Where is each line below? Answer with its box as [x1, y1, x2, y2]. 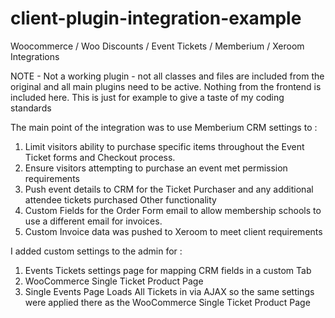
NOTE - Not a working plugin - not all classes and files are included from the [10, 70, 325, 82]
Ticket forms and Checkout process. [24, 151, 176, 163]
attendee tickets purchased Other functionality [24, 193, 217, 206]
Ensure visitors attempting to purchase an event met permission [24, 162, 288, 174]
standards [10, 102, 52, 114]
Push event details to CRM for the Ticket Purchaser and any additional [24, 183, 314, 195]
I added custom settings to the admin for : [10, 245, 183, 257]
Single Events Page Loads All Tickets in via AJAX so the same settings [24, 285, 315, 297]
